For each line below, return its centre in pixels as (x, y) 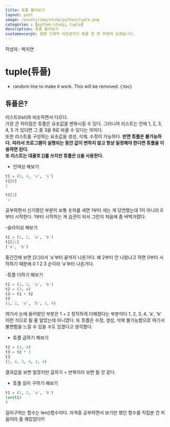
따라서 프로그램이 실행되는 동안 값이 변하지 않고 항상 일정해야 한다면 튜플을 (86, 143)
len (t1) (14, 397)
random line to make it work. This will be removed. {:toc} (72, 86)
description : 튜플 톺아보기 (32, 29)
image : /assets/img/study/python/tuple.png (52, 20)
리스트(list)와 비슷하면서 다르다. (37, 117)
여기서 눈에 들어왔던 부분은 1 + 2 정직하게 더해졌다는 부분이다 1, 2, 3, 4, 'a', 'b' (83, 314)
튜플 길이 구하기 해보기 (35, 383)
